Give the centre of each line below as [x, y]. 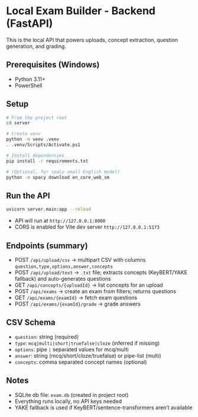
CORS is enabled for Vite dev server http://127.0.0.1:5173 [87, 227]
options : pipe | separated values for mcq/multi [72, 349]
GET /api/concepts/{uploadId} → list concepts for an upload [89, 285]
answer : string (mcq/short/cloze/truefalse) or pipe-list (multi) [88, 355]
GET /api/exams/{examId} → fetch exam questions [76, 297]
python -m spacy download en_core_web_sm [58, 177]
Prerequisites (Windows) [53, 65]
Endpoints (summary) [47, 246]
